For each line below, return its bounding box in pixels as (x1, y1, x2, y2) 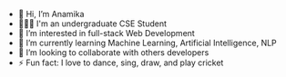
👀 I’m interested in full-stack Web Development (17, 28, 196, 38)
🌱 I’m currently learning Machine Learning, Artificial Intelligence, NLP (17, 37, 278, 48)
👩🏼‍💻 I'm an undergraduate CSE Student (17, 18, 167, 29)
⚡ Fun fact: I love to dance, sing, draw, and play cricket (17, 57, 224, 68)
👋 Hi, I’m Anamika (17, 9, 85, 19)
